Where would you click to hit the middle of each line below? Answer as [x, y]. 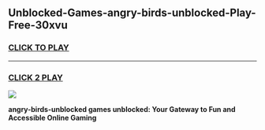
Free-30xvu [38, 26]
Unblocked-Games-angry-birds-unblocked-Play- [132, 13]
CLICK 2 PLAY [35, 77]
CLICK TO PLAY [39, 48]
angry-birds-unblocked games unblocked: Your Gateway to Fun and [122, 109]
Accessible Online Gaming [52, 117]
